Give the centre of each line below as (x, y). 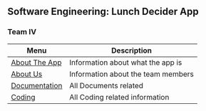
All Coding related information (119, 97)
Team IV (22, 32)
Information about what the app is (126, 62)
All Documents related (107, 85)
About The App (36, 62)
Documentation (37, 85)
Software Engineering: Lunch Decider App (103, 12)
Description (132, 51)
